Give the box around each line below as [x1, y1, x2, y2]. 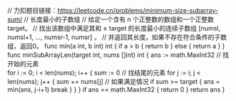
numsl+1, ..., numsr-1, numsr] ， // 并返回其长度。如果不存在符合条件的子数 [7, 33, 227, 41]
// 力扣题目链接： [7, 6, 58, 14]
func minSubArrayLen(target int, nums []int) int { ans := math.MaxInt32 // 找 [7, 51, 230, 59]
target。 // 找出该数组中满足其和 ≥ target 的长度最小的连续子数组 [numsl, [7, 24, 221, 32]
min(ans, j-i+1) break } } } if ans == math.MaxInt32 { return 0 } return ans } [7, 85, 225, 94]
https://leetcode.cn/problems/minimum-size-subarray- [57, 6, 219, 14]
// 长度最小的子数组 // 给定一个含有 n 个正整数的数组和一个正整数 [24, 15, 215, 23]
